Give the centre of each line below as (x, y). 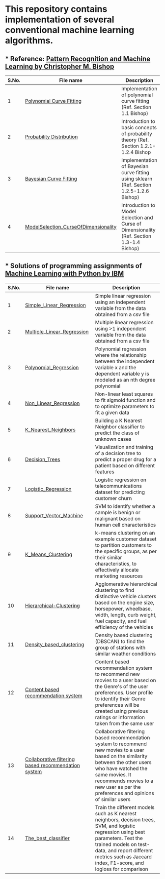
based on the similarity (121, 756)
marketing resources (119, 576)
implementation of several (60, 19)
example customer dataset (126, 539)
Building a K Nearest (119, 420)
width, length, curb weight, (126, 614)
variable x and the (116, 367)
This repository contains (56, 9)
